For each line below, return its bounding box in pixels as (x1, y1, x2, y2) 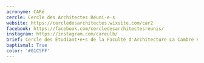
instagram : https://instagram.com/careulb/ (6, 31, 118, 37)
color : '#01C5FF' (6, 48, 50, 54)
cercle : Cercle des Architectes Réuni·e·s (6, 14, 115, 20)
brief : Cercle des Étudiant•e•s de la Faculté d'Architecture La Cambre (6, 37, 194, 43)
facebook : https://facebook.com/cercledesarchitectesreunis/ (6, 25, 165, 32)
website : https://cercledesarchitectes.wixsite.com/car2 (6, 20, 154, 26)
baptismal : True (6, 43, 47, 49)
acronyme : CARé (6, 8, 45, 15)
